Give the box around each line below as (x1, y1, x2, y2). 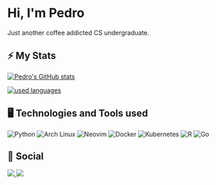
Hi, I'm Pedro (7, 5, 85, 21)
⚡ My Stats (7, 50, 57, 62)
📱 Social (7, 150, 44, 162)
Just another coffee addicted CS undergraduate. (7, 28, 150, 37)
